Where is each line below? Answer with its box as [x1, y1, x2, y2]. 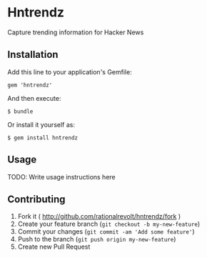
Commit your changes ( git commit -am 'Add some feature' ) [17, 227, 195, 236]
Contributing [7, 193, 66, 205]
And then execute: [7, 94, 61, 102]
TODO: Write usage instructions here [7, 172, 116, 181]
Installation [7, 49, 59, 61]
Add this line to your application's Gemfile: [7, 67, 132, 76]
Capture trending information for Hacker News [7, 28, 144, 36]
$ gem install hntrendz [7, 134, 79, 142]
